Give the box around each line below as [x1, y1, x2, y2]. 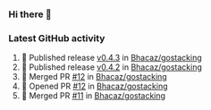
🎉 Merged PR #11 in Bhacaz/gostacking [21, 90, 166, 101]
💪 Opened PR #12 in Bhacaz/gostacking [21, 80, 168, 92]
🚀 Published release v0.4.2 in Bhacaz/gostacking [21, 62, 203, 72]
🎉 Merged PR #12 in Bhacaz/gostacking [21, 72, 167, 82]
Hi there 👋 [8, 8, 53, 21]
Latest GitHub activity [8, 31, 105, 44]
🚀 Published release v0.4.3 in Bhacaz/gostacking [21, 53, 202, 63]
